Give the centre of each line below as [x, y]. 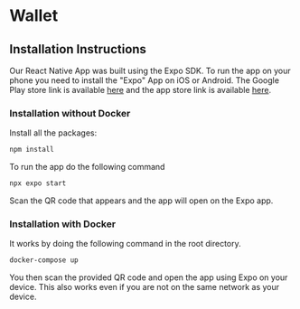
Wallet [34, 16]
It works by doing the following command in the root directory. [125, 244]
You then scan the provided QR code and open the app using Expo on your [149, 277]
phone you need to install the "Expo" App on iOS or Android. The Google [145, 80]
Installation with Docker [62, 224]
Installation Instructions [78, 49]
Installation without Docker [70, 113]
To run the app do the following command [87, 167]
